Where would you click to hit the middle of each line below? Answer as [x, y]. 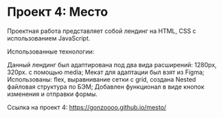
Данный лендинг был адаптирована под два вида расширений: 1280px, [112, 64]
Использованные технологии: [51, 51]
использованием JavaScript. [49, 38]
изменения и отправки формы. [52, 94]
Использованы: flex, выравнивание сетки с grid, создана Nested [102, 79]
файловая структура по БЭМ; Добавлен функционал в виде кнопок [106, 86]
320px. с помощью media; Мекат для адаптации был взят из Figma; [106, 72]
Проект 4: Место [58, 12]
